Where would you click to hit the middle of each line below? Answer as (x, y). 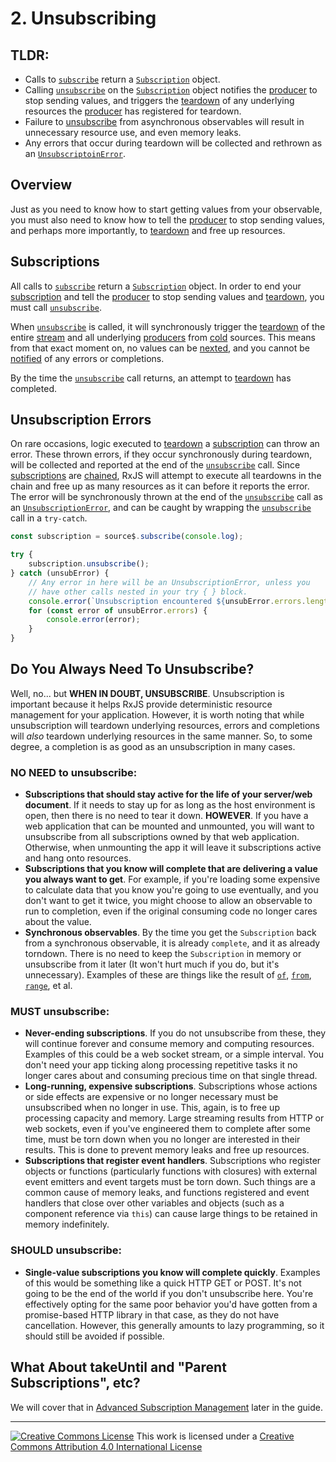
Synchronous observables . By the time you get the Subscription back (170, 933)
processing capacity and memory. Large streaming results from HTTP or (174, 1118)
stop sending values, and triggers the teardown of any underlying (159, 100)
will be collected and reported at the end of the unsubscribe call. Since (155, 465)
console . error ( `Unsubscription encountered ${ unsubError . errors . (167, 601)
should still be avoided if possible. (94, 1336)
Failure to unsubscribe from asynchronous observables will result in (164, 121)
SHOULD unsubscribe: (66, 1250)
